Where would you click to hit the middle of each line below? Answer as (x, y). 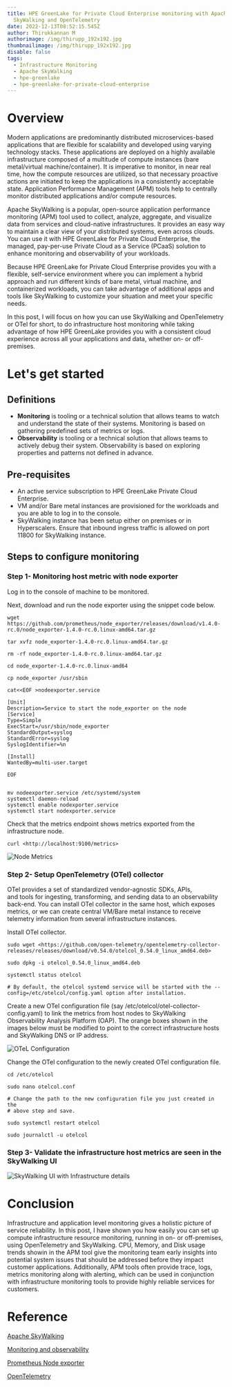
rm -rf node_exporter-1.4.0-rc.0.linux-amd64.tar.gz (85, 654)
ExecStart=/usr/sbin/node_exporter (58, 726)
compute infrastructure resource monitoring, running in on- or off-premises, (115, 1238)
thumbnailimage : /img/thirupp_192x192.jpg (69, 46)
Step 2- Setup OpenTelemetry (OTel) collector (86, 874)
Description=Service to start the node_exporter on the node (97, 708)
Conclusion (41, 1204)
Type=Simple (24, 720)
